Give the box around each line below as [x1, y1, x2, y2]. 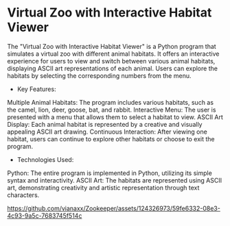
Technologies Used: [16, 155, 74, 163]
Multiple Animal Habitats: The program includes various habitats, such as [7, 98, 214, 106]
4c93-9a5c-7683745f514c [7, 212, 82, 220]
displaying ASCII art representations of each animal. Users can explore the [7, 64, 218, 72]
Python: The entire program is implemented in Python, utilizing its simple [7, 169, 213, 177]
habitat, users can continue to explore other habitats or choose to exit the [7, 134, 215, 143]
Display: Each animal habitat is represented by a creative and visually [7, 120, 203, 128]
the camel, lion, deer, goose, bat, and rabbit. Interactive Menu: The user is [7, 105, 216, 114]
